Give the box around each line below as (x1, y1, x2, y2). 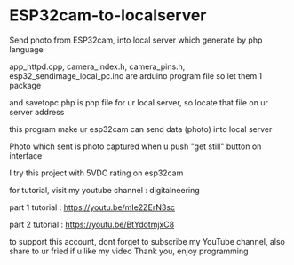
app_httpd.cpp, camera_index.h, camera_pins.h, (9, 61, 186, 72)
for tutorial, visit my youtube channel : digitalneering (9, 184, 200, 195)
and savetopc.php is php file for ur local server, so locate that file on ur (9, 97, 269, 107)
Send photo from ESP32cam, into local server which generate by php (9, 35, 263, 45)
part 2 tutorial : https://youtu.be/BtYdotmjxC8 (9, 219, 175, 230)
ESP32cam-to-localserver (9, 5, 207, 26)
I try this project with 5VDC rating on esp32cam (9, 168, 184, 178)
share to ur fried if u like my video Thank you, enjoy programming (9, 246, 249, 256)
